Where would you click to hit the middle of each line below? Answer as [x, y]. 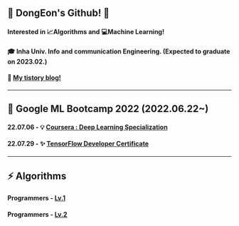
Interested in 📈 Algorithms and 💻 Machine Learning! [86, 31]
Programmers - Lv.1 [37, 197]
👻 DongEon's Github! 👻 [59, 13]
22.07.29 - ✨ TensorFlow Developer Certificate [78, 144]
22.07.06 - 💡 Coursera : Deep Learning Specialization [88, 127]
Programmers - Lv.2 [37, 214]
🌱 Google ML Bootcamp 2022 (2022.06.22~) [108, 109]
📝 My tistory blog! [34, 78]
